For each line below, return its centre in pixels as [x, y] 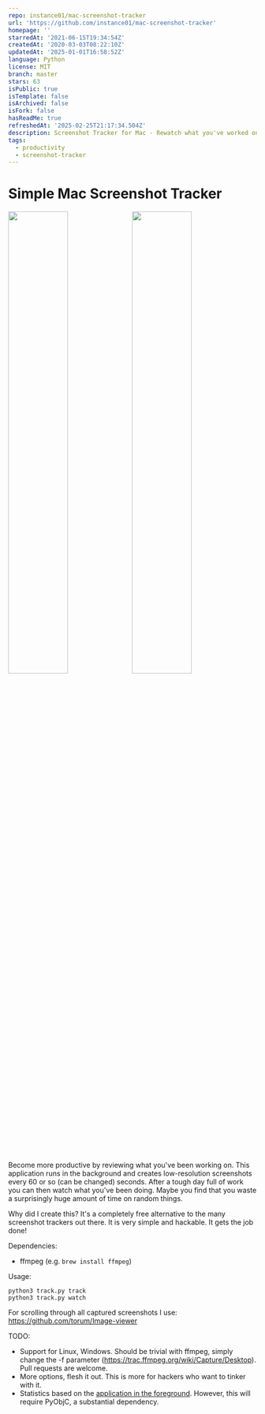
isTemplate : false [38, 96]
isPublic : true [33, 89]
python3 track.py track [47, 1291]
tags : [17, 140]
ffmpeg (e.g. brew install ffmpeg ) [75, 1261]
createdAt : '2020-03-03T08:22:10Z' [67, 45]
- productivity [40, 148]
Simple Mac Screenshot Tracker [115, 194]
